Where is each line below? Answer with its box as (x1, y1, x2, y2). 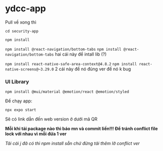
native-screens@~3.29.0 (5, 67, 54, 72)
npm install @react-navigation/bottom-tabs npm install (5, 47, 122, 52)
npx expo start (5, 108, 37, 113)
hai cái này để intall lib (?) (55, 51, 107, 57)
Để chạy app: (5, 98, 33, 104)
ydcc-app (5, 3, 46, 14)
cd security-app (5, 29, 39, 33)
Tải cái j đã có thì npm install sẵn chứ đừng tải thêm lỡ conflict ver (5, 141, 140, 147)
